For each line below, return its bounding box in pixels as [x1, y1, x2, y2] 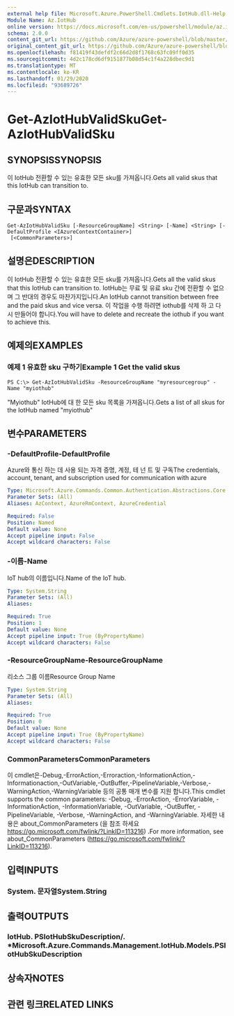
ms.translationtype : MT [7, 62, 77, 69]
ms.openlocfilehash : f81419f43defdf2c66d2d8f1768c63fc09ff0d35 [7, 50, 195, 57]
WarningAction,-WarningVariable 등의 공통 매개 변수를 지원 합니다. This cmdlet [7, 787, 226, 795]
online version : [7, 23, 54, 30]
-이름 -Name [7, 556, 48, 566]
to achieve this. [7, 317, 51, 326]
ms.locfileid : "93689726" [7, 82, 82, 89]
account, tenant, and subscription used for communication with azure [7, 474, 207, 482]
